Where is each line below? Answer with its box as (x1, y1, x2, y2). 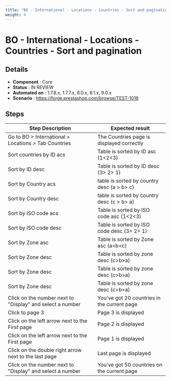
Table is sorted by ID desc (97, 162, 160, 170)
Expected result (110, 125, 150, 132)
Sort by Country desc (8, 195, 60, 202)
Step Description (29, 125, 71, 132)
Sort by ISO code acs (8, 210, 59, 217)
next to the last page (8, 353, 57, 360)
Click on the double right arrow (8, 347, 82, 354)
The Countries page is (97, 133, 151, 141)
